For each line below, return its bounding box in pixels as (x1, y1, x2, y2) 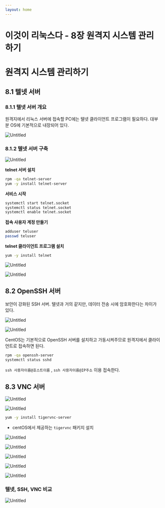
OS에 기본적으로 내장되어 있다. (10, 122, 69, 128)
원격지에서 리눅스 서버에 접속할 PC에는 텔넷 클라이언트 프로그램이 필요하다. (5, 116, 149, 122)
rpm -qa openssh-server (5, 353, 54, 358)
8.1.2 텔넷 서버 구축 (5, 145, 48, 152)
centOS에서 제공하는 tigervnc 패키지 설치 (12, 425, 94, 431)
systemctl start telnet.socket (5, 201, 69, 205)
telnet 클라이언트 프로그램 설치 (5, 243, 64, 249)
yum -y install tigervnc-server (5, 415, 71, 420)
